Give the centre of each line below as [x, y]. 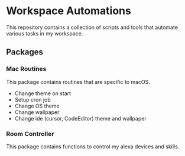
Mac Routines [26, 69]
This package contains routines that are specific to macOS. [78, 82]
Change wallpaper [37, 112]
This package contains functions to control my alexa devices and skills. [93, 147]
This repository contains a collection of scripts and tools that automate [92, 27]
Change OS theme [37, 106]
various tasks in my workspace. [45, 33]
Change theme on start [43, 93]
